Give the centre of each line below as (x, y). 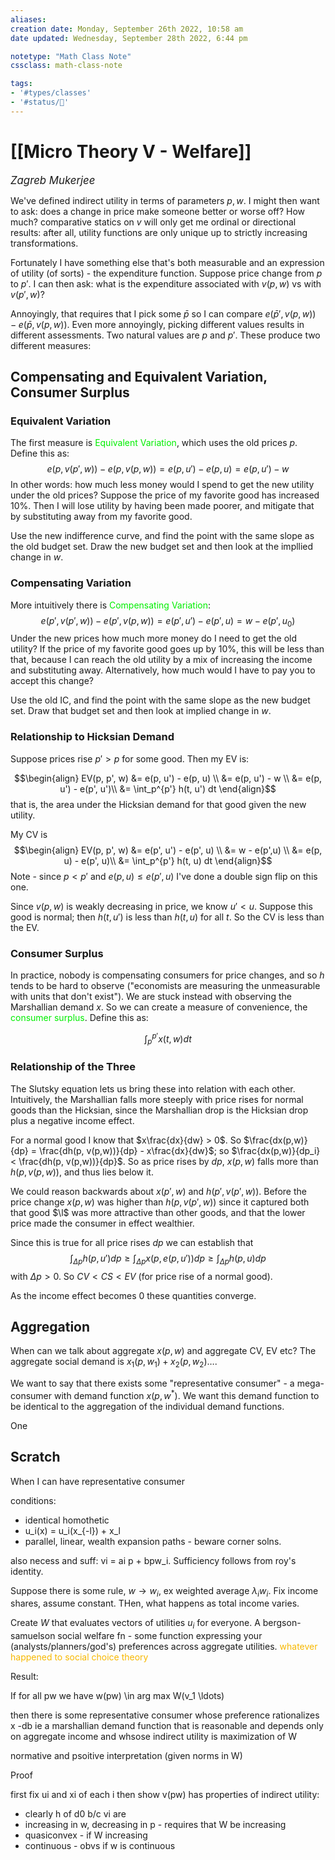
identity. (27, 1571)
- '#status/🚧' (40, 102)
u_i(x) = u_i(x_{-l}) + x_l (72, 1530)
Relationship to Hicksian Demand (92, 737)
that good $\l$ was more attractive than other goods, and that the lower (158, 1212)
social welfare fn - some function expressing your (160, 1636)
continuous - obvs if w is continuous (100, 1846)
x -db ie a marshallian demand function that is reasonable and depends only (167, 1726)
